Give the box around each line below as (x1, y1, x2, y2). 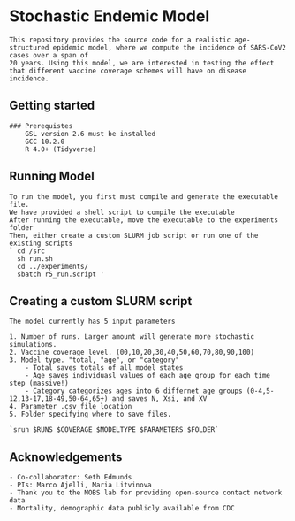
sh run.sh (17, 254, 53, 263)
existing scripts (9, 239, 73, 248)
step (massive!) (9, 379, 69, 388)
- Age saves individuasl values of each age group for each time (25, 372, 271, 380)
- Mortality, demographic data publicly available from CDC (9, 504, 236, 513)
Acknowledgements (9, 449, 123, 464)
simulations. (9, 341, 57, 349)
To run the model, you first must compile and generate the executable (9, 192, 278, 201)
